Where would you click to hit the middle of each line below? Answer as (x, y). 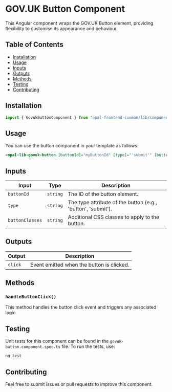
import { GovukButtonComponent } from (47, 117)
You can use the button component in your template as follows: (72, 146)
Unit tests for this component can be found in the (57, 341)
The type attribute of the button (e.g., (112, 202)
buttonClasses (25, 220)
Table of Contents (35, 45)
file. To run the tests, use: (88, 346)
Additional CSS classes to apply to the (114, 217)
